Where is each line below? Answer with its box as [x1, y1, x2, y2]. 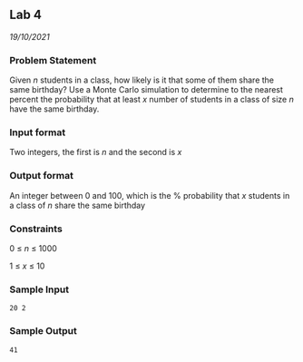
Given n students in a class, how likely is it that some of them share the [9, 74, 275, 85]
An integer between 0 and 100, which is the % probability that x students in [9, 190, 290, 201]
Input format [9, 126, 66, 139]
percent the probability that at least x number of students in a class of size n [9, 94, 295, 105]
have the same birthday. [9, 103, 100, 114]
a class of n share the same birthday [9, 200, 146, 210]
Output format [9, 170, 74, 182]
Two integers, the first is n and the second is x [9, 147, 182, 158]
